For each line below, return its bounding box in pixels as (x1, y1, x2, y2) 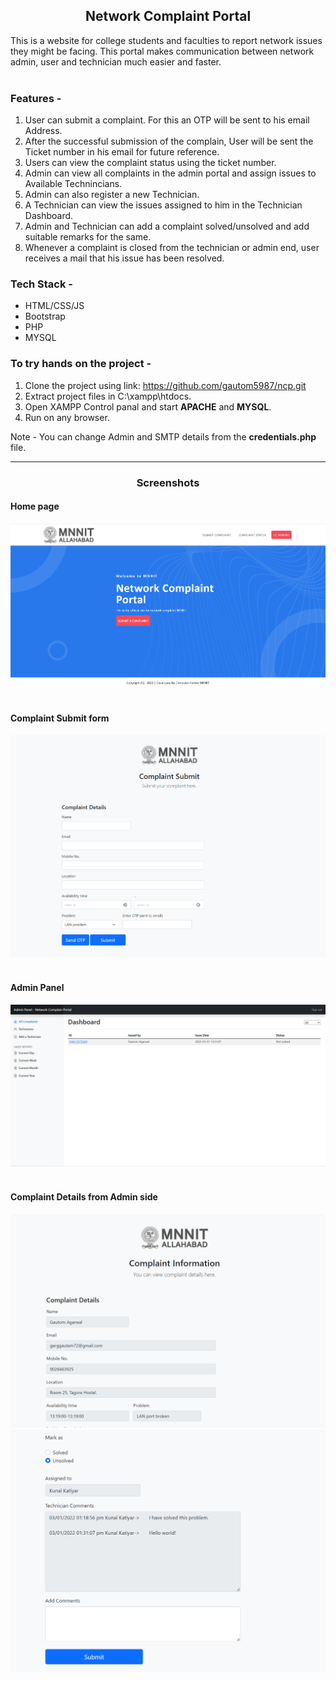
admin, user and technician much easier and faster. (10, 55, 222, 68)
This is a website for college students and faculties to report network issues (10, 34, 323, 46)
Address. (24, 125, 63, 137)
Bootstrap (24, 310, 66, 323)
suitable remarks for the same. (24, 231, 152, 243)
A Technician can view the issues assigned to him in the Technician (24, 199, 303, 211)
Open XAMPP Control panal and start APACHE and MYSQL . (24, 400, 272, 413)
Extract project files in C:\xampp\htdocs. (24, 390, 192, 402)
